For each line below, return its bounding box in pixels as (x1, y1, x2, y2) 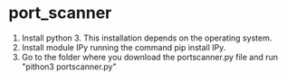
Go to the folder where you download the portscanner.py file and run (21, 51, 278, 62)
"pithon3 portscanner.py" (21, 61, 117, 72)
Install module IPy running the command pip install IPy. (21, 41, 226, 52)
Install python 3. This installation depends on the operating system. (21, 32, 273, 43)
